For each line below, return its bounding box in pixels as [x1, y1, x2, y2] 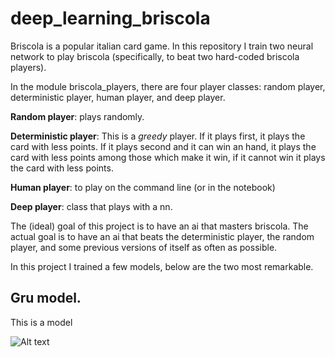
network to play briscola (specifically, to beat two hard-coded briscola [10, 50, 300, 62]
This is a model [10, 316, 73, 328]
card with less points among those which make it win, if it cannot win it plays [10, 151, 326, 163]
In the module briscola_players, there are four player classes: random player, [10, 80, 326, 92]
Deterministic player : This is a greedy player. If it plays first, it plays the [10, 130, 306, 142]
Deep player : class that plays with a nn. [10, 200, 173, 212]
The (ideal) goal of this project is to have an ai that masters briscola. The [10, 220, 309, 232]
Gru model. [10, 290, 82, 307]
